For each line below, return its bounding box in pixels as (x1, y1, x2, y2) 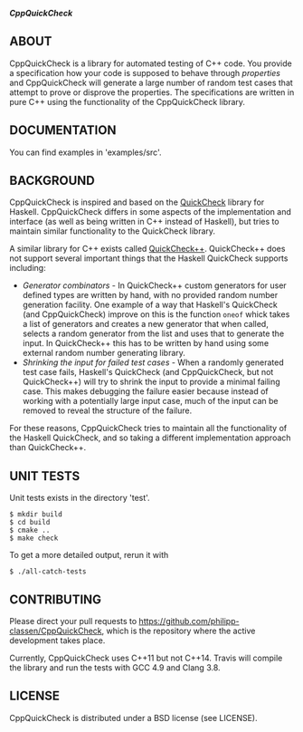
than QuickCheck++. (9, 442, 87, 453)
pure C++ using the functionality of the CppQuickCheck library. (9, 96, 246, 107)
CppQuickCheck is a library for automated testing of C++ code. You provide (9, 58, 292, 69)
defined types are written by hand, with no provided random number (22, 290, 279, 301)
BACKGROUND (9, 173, 95, 188)
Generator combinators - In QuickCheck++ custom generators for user (22, 280, 287, 291)
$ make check (9, 534, 59, 543)
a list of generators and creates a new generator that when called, (22, 319, 269, 330)
